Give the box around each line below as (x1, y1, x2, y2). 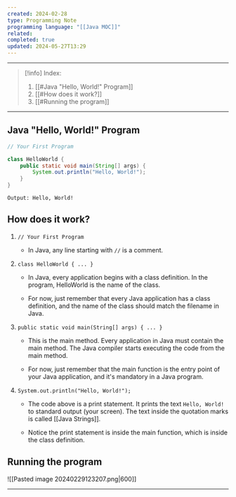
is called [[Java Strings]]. (27, 414, 101, 422)
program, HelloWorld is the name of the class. (27, 280, 161, 289)
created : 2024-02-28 (7, 10, 68, 18)
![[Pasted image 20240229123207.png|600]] (7, 475, 137, 483)
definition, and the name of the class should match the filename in (27, 302, 219, 310)
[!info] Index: (24, 69, 62, 77)
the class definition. (27, 435, 86, 444)
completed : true (7, 37, 55, 44)
